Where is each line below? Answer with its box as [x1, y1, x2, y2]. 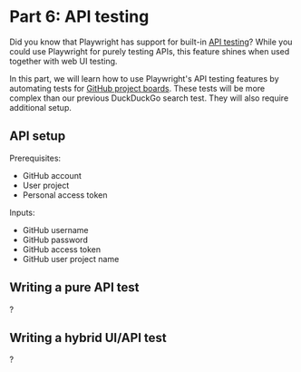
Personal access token [22, 189, 108, 201]
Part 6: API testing [9, 6, 150, 27]
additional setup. [9, 102, 73, 113]
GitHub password [22, 234, 88, 245]
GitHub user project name [22, 253, 120, 264]
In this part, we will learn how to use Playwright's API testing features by [9, 73, 279, 83]
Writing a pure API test [9, 279, 140, 296]
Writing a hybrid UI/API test [9, 329, 167, 346]
